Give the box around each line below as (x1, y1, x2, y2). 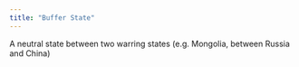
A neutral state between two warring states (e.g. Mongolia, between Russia (9, 38, 290, 49)
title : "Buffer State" (9, 13, 95, 23)
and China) (9, 47, 51, 59)
